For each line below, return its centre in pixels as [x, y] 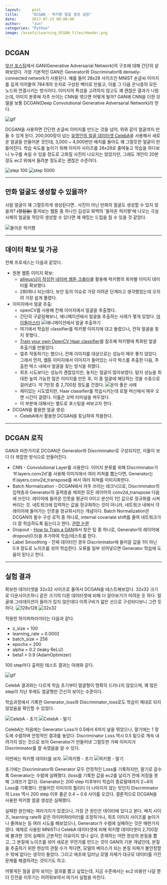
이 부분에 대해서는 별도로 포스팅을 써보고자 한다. [66, 404]
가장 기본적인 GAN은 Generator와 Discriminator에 [73, 72]
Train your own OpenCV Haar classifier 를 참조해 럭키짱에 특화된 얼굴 [88, 342]
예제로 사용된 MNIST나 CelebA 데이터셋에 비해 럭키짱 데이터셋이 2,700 [85, 830]
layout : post [23, 10]
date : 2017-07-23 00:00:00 [40, 19]
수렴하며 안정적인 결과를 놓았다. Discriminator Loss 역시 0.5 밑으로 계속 [84, 736]
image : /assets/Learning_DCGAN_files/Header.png [56, 33]
